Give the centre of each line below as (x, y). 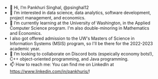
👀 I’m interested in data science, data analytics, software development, (80, 13)
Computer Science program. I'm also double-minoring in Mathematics (79, 28)
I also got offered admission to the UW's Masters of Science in (72, 38)
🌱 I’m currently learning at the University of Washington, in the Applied (80, 23)
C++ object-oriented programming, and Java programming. (69, 59)
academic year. (25, 49)
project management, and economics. (47, 18)
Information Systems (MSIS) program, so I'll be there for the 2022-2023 (81, 43)
